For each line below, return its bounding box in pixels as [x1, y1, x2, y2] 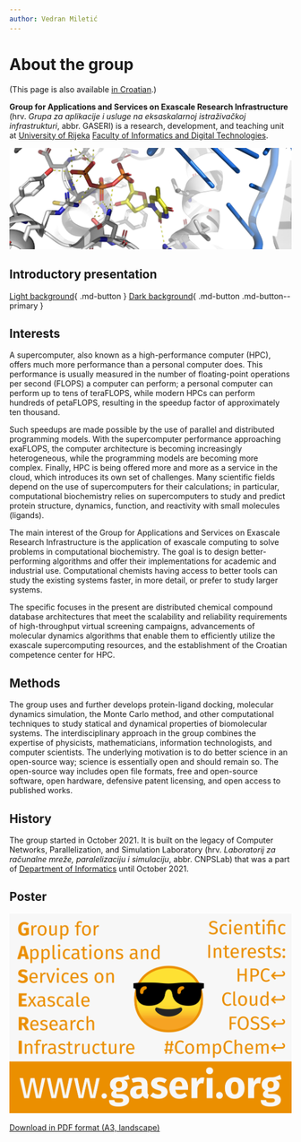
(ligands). [9, 510, 45, 521]
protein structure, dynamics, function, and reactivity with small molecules [9, 500, 280, 511]
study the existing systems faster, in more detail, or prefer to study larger [9, 575, 279, 586]
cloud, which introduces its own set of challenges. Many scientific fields [9, 472, 276, 483]
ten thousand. [9, 407, 61, 418]
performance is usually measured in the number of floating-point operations [9, 368, 290, 380]
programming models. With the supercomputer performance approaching [9, 434, 281, 445]
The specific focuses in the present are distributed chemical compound [9, 601, 273, 613]
